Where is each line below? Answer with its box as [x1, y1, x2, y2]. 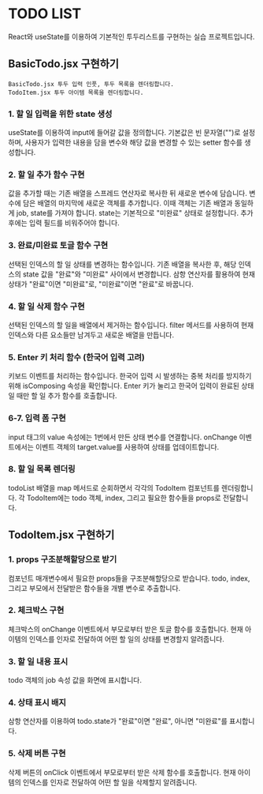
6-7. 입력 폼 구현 [8, 412, 67, 423]
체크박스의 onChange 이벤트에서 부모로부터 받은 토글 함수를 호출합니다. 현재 [8, 624, 244, 634]
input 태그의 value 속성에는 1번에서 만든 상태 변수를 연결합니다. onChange [8, 432, 238, 442]
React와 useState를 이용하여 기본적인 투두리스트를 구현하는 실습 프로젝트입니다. [8, 32, 255, 41]
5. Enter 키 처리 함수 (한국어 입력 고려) [8, 352, 146, 363]
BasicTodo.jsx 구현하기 [8, 57, 120, 71]
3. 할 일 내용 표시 [8, 656, 69, 667]
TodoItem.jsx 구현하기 [8, 529, 115, 542]
